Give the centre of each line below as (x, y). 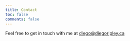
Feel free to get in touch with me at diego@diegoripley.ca (65, 33)
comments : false (22, 19)
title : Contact (21, 10)
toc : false (17, 14)
